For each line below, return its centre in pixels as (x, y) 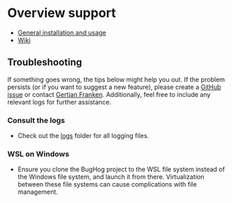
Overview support (62, 13)
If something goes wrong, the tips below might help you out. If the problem (116, 79)
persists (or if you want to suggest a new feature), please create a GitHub (114, 87)
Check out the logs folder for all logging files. (83, 136)
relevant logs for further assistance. (59, 102)
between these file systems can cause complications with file (107, 185)
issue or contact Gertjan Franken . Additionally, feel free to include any (109, 94)
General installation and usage (62, 33)
